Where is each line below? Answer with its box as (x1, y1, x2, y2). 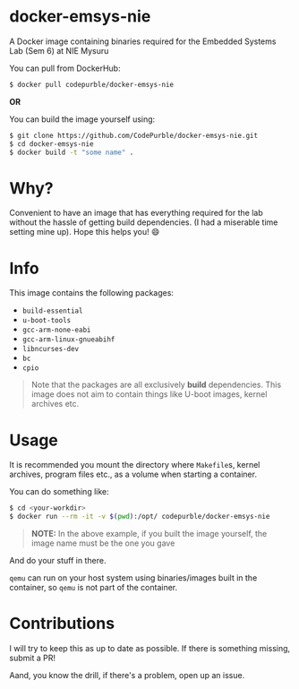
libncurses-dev (21, 345, 80, 354)
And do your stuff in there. (9, 556, 107, 565)
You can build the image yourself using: (9, 114, 156, 125)
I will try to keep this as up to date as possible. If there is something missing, (9, 642, 291, 653)
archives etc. (30, 399, 80, 409)
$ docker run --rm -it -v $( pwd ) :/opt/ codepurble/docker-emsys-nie (9, 512, 270, 521)
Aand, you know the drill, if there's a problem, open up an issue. (9, 669, 245, 680)
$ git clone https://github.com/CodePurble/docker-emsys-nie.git (9, 131, 258, 140)
